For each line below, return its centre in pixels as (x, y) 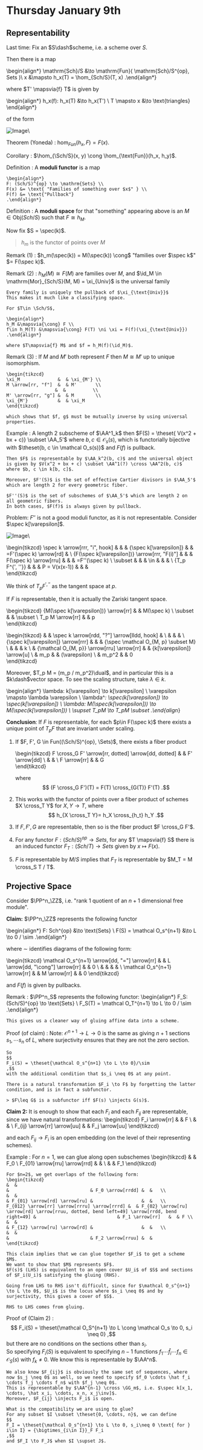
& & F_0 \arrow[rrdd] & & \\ (86, 1191)
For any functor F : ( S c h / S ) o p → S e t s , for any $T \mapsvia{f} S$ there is (105, 839)
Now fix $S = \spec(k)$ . (36, 230)
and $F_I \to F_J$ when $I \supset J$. (56, 1441)
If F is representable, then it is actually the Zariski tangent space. (87, 599)
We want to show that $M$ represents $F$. (60, 1265)
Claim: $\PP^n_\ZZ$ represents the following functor (72, 919)
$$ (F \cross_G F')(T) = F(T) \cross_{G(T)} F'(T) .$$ (106, 787)
